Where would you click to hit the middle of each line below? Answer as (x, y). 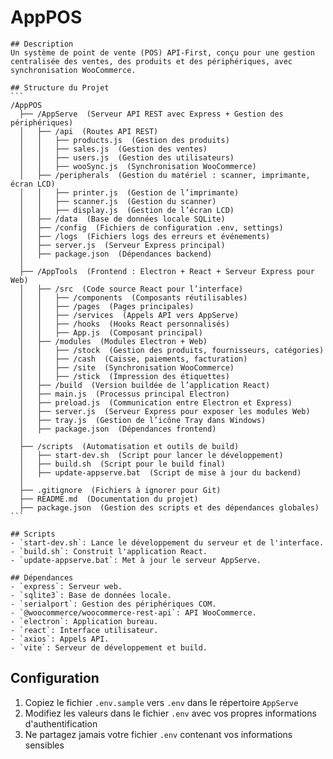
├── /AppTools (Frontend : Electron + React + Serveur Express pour (167, 271)
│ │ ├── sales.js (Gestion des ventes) (113, 149)
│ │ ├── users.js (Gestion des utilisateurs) (127, 157)
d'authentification (61, 723)
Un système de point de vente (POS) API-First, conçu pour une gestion (162, 52)
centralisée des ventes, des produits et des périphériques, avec (151, 61)
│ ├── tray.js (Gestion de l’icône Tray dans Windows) (143, 420)
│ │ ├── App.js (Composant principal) (111, 332)
